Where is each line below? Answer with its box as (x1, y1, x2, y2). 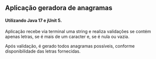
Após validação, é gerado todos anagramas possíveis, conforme (5, 43, 135, 49)
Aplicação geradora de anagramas (5, 4, 112, 12)
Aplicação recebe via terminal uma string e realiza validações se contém (5, 28, 151, 34)
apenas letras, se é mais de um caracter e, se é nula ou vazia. (5, 34, 130, 39)
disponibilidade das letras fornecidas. (5, 48, 81, 54)
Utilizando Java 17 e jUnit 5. (5, 17, 62, 23)
